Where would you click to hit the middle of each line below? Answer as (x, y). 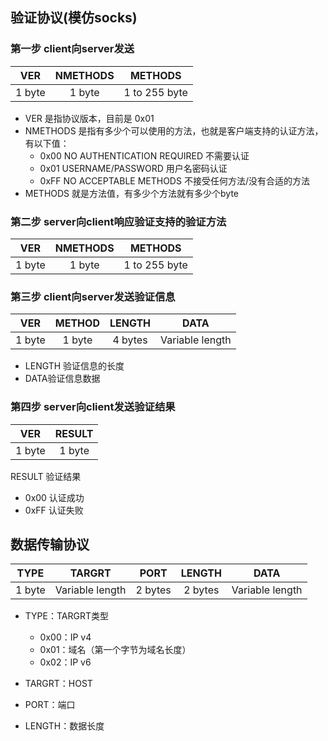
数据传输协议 (50, 544)
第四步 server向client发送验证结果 (93, 407)
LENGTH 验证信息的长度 (74, 366)
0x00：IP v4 (65, 637)
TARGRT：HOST (58, 684)
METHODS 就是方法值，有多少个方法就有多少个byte (132, 193)
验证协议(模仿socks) (74, 18)
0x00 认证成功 (54, 497)
